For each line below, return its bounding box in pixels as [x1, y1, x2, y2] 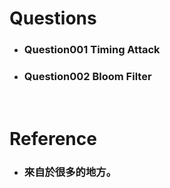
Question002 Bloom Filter [23, 70, 152, 84]
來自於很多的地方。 [23, 165, 117, 179]
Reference [9, 127, 97, 150]
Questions [9, 7, 97, 30]
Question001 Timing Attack [23, 43, 161, 57]
